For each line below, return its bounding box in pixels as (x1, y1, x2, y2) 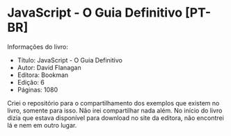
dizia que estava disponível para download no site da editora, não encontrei (7, 113, 224, 122)
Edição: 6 (17, 78, 45, 86)
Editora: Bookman (17, 71, 69, 79)
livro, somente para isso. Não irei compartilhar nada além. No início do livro (7, 106, 223, 114)
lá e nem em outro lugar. (7, 121, 77, 129)
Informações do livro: (7, 42, 68, 51)
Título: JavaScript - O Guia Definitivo (17, 56, 123, 64)
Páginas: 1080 (17, 85, 58, 94)
